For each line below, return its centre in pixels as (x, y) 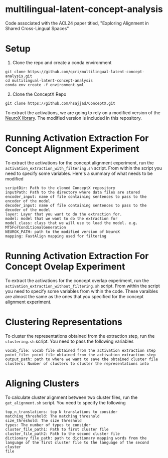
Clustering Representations (64, 322)
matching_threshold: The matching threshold (52, 416)
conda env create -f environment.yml (45, 85)
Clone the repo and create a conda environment (62, 62)
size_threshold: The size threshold (43, 420)
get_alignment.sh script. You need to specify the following (65, 402)
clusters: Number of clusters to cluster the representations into (77, 364)
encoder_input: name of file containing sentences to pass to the (76, 196)
